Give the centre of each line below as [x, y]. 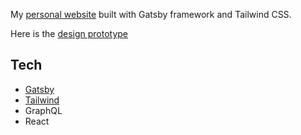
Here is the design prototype [69, 33]
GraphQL [43, 110]
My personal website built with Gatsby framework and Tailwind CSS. [151, 14]
